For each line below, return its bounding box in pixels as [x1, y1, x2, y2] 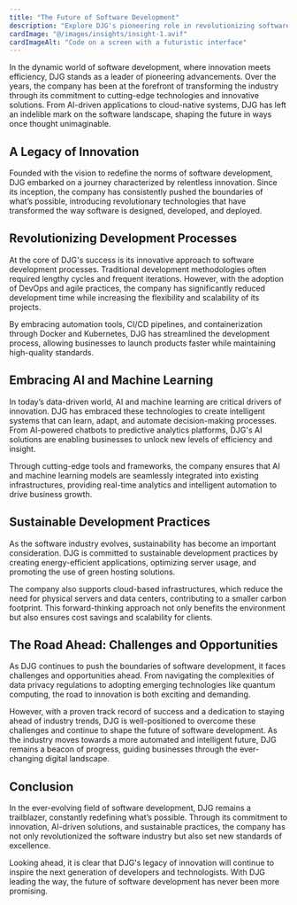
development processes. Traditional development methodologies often [9, 263, 267, 275]
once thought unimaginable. [9, 119, 112, 129]
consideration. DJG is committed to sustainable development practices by [9, 547, 278, 558]
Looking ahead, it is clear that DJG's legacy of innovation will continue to [9, 857, 275, 869]
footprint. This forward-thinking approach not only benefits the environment [9, 602, 286, 612]
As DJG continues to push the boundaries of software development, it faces [9, 661, 286, 672]
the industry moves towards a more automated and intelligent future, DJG [9, 735, 277, 745]
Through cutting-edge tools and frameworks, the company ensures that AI [9, 460, 280, 471]
